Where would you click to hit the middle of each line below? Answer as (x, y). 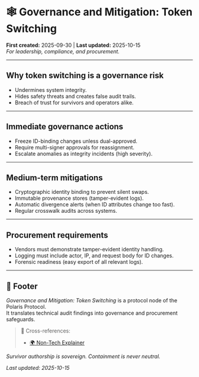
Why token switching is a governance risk (85, 76)
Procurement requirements (57, 235)
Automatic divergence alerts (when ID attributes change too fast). (94, 205)
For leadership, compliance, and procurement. (63, 51)
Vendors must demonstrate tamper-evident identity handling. (89, 250)
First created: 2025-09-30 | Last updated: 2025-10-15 (73, 45)
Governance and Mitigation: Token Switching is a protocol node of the (92, 300)
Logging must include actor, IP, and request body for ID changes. (94, 255)
